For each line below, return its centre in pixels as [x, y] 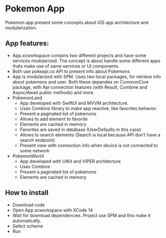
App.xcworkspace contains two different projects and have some [79, 55]
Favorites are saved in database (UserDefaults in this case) [80, 129]
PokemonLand [27, 98]
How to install [27, 193]
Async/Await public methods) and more [53, 92]
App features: [27, 44]
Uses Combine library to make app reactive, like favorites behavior [88, 108]
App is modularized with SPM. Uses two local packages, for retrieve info [86, 76]
